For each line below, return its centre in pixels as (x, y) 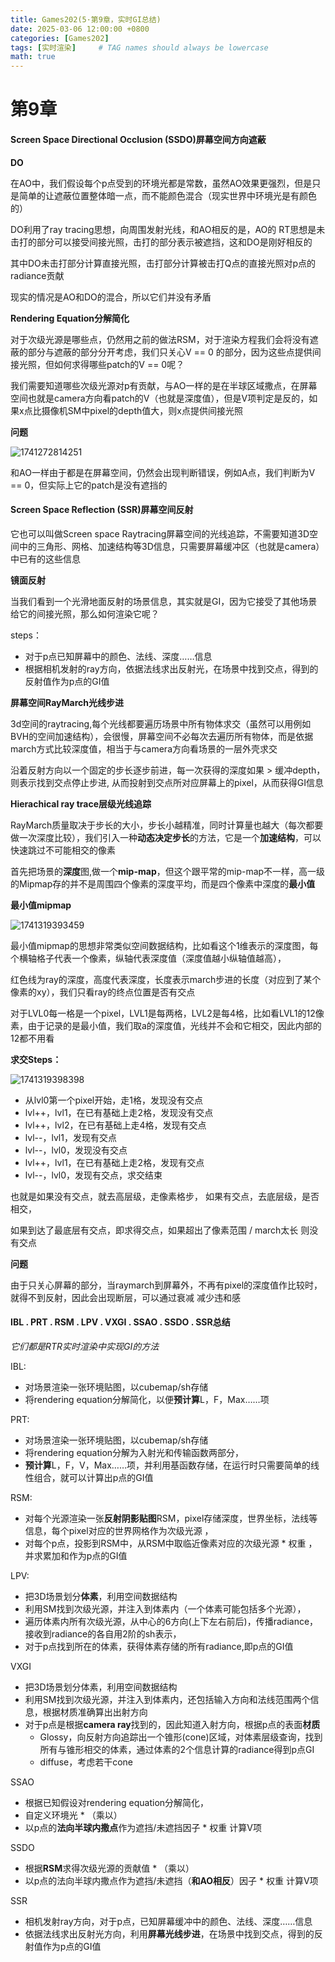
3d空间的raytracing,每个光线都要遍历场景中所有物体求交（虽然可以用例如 (161, 723)
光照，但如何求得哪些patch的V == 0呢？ (101, 364)
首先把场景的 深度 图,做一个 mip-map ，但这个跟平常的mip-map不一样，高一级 (168, 871)
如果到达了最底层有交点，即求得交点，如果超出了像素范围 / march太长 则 (160, 1230)
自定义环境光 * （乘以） (73, 1815)
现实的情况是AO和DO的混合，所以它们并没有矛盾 (111, 297)
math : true (33, 57)
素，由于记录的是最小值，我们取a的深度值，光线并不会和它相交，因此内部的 (166, 1025)
